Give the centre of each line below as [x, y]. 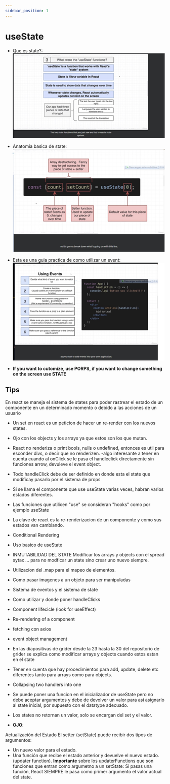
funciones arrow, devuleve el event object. [57, 464]
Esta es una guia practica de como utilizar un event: [67, 260]
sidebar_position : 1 [27, 11]
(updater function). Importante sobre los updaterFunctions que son [83, 761]
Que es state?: [28, 50]
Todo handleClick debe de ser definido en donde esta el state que [81, 474]
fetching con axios [32, 629]
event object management [40, 639]
